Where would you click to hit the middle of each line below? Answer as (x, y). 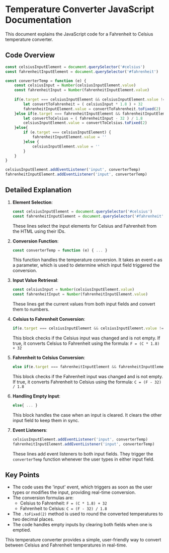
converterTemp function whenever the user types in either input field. (83, 459)
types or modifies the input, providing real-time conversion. (74, 492)
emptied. (22, 530)
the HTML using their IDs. (39, 231)
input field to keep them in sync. (46, 420)
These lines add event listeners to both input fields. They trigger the (83, 454)
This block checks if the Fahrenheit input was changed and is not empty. (88, 376)
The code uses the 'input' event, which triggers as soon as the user (82, 487)
